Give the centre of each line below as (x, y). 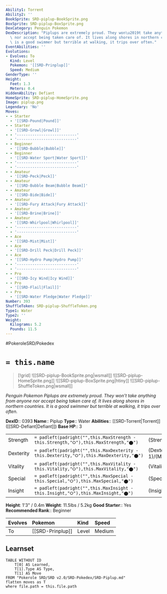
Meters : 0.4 (23, 88)
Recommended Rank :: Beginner (38, 510)
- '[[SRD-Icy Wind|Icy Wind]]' (42, 278)
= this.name (30, 363)
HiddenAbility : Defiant (30, 93)
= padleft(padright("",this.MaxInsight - (84, 488)
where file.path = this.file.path (41, 586)
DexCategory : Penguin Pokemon (37, 28)
